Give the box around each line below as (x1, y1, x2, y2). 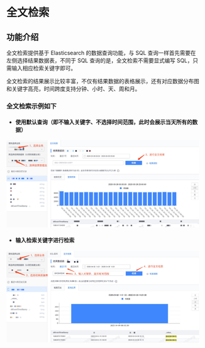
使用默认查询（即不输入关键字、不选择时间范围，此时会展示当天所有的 (15, 118, 193, 125)
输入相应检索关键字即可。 (11, 65, 76, 72)
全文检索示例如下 (6, 102, 57, 110)
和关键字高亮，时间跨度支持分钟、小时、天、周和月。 (6, 85, 141, 92)
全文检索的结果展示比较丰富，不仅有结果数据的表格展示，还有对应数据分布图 (6, 78, 199, 84)
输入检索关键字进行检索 (15, 236, 75, 243)
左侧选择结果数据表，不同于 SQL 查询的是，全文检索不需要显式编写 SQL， (6, 57, 193, 64)
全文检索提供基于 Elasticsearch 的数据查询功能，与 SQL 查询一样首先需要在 (6, 50, 196, 56)
